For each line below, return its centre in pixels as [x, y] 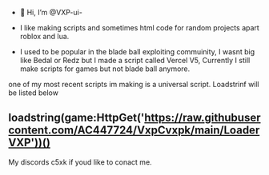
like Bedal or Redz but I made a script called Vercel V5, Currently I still [135, 60]
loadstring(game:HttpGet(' [76, 118]
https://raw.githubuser [202, 118]
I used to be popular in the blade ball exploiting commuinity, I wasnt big [137, 52]
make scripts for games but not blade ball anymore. [105, 69]
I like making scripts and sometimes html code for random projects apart [140, 28]
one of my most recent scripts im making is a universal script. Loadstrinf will [134, 84]
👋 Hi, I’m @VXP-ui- [51, 12]
